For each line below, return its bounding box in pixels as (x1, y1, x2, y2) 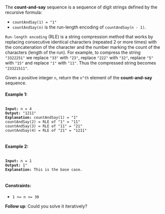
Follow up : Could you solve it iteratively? (5, 203, 88, 209)
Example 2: (5, 143, 29, 149)
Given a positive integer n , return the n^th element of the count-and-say (5, 75, 153, 80)
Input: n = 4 (5, 107, 32, 111)
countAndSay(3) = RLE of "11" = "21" (5, 124, 83, 129)
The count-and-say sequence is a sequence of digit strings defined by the (5, 4, 158, 10)
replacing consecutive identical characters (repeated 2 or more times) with (5, 39, 157, 45)
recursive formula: (5, 9, 42, 15)
